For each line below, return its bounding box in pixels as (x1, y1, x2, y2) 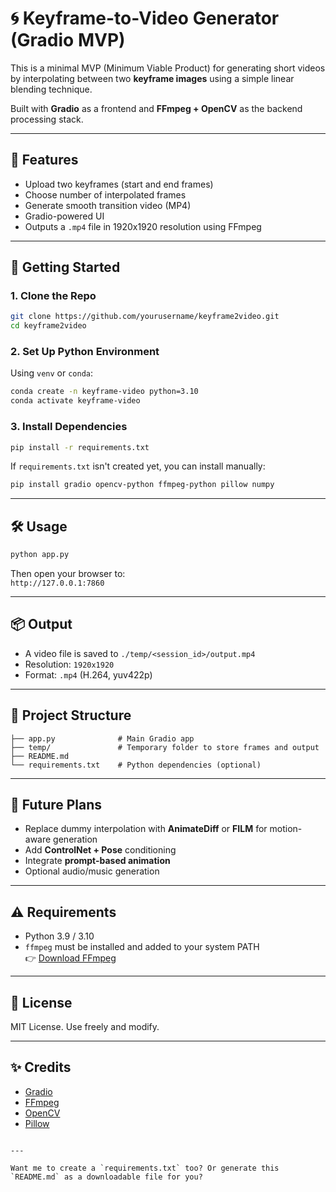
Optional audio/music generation (24, 865, 160, 877)
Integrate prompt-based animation (24, 855, 171, 867)
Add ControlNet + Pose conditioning (24, 844, 177, 856)
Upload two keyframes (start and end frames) (24, 178, 214, 190)
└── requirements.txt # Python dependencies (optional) (10, 760, 262, 770)
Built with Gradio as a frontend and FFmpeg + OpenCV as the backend (10, 102, 303, 114)
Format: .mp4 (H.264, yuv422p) (24, 668, 153, 681)
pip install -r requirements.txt (10, 442, 150, 452)
